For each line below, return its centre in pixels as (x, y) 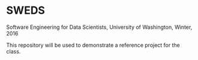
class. (13, 51)
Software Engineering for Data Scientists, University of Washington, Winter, (99, 27)
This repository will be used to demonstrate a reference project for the (93, 45)
